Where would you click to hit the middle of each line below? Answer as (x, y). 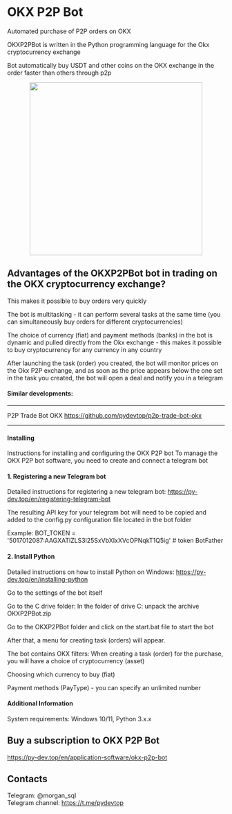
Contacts (28, 779)
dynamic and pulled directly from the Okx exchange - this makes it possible (115, 342)
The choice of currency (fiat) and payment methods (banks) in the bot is (110, 335)
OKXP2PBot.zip (29, 613)
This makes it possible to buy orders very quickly (77, 301)
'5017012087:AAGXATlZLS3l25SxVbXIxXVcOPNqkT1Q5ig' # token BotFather (115, 541)
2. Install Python (31, 556)
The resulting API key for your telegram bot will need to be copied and (107, 512)
